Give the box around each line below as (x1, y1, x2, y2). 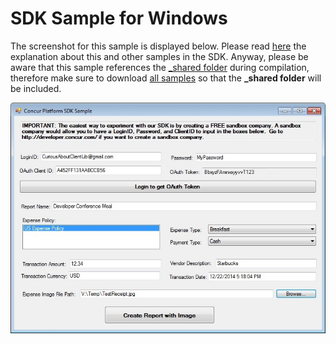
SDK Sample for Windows (10, 7, 228, 30)
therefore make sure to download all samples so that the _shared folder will (10, 72, 322, 84)
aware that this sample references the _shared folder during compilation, (10, 61, 310, 73)
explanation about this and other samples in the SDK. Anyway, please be (10, 50, 309, 62)
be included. (10, 82, 62, 94)
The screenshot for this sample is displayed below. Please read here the (10, 40, 307, 52)
